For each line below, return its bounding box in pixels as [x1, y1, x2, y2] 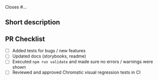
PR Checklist [5, 35, 45, 43]
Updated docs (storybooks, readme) [12, 53, 86, 59]
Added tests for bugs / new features [12, 48, 86, 54]
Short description [5, 18, 61, 26]
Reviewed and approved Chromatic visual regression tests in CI [12, 69, 141, 75]
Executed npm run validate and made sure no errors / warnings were [12, 59, 154, 65]
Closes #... [5, 4, 27, 10]
